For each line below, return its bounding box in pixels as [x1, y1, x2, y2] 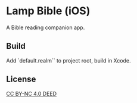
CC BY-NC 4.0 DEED [6, 90, 57, 97]
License [6, 74, 36, 85]
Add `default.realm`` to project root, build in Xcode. [6, 57, 131, 64]
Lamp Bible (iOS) [6, 4, 91, 18]
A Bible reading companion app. [6, 24, 85, 31]
